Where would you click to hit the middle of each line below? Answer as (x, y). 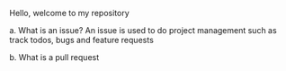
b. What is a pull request (54, 57)
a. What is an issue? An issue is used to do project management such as (143, 30)
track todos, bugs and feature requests (82, 40)
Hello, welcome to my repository (70, 13)
